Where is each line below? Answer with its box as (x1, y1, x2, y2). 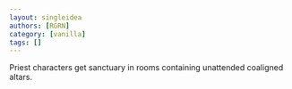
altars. (9, 72, 33, 83)
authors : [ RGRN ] (9, 21, 70, 30)
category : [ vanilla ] (9, 29, 87, 38)
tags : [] (9, 37, 42, 47)
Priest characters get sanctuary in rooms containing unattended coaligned (9, 62, 284, 73)
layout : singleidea (9, 12, 82, 22)
